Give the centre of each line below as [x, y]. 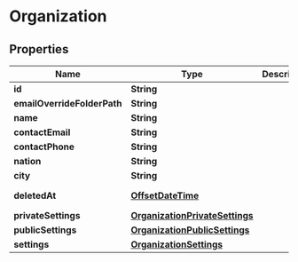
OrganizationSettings [177, 244]
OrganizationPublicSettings [190, 230]
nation [27, 161]
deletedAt [35, 195]
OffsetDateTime [165, 195]
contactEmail [42, 132]
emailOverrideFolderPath [68, 103]
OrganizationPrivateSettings [192, 215]
